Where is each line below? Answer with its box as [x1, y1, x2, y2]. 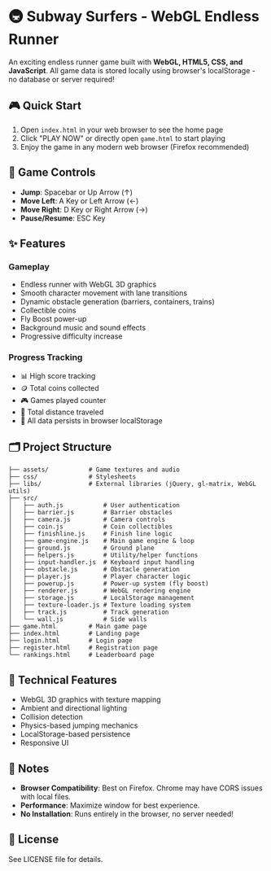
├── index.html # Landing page [8, 629, 140, 638]
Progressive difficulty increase [20, 331, 123, 341]
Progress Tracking [8, 352, 83, 363]
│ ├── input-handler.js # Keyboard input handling [8, 558, 195, 567]
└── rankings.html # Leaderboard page [8, 651, 155, 659]
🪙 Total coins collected [20, 383, 99, 392]
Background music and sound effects [20, 323, 146, 333]
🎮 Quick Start [8, 99, 81, 113]
